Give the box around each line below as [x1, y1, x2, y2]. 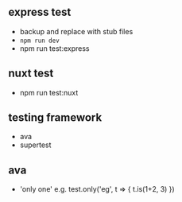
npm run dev [19, 37, 60, 45]
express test [8, 6, 72, 19]
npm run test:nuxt [19, 87, 79, 97]
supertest [19, 140, 52, 150]
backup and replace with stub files [19, 26, 134, 36]
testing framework [8, 111, 103, 125]
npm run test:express [19, 43, 90, 53]
